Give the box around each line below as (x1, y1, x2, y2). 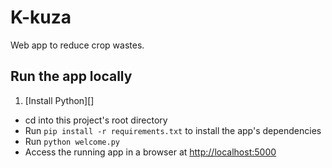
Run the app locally (10, 68, 133, 85)
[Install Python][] (24, 94, 95, 106)
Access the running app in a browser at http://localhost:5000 (24, 146, 277, 158)
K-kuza (10, 6, 72, 29)
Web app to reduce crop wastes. (10, 39, 145, 51)
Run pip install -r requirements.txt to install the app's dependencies (24, 124, 322, 136)
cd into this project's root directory (24, 114, 168, 126)
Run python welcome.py (24, 135, 120, 147)
